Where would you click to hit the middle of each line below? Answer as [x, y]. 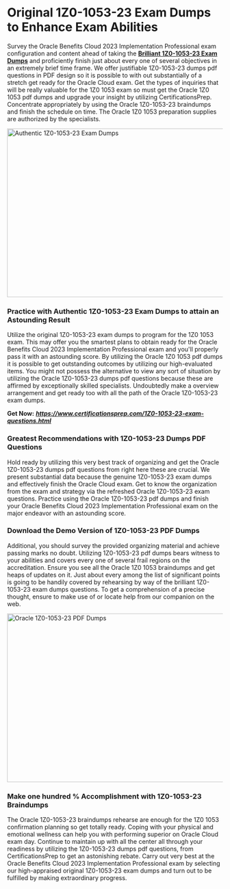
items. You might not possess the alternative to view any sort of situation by [114, 371]
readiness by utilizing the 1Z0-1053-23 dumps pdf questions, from [100, 849]
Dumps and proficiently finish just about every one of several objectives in [112, 60]
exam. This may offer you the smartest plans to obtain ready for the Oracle [112, 342]
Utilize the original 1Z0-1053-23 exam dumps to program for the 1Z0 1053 [111, 335]
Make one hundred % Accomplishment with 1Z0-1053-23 [104, 796]
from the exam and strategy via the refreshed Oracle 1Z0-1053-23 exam [108, 491]
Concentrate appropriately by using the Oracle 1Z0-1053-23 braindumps [109, 104]
